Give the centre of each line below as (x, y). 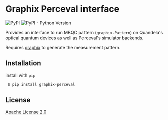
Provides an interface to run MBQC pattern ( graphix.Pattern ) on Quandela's (84, 32)
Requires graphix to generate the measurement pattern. (63, 47)
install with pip (20, 75)
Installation (23, 63)
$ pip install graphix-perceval (41, 84)
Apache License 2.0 (26, 112)
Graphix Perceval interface (62, 9)
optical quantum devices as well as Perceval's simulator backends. (74, 38)
